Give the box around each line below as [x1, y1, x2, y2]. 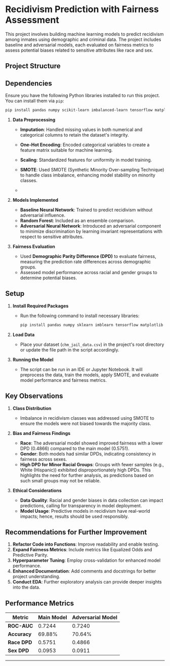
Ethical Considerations [12, 487, 62, 494]
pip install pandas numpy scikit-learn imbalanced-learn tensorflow [5, 108, 153, 113]
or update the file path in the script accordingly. [20, 346, 120, 352]
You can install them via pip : [5, 98, 64, 104]
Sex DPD [8, 647, 29, 654]
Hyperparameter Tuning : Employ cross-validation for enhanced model [12, 557, 161, 563]
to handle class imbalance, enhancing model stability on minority [20, 172, 156, 178]
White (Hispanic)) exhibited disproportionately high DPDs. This [20, 467, 151, 473]
